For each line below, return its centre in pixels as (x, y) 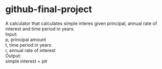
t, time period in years (28, 45)
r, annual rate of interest (30, 50)
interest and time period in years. (40, 28)
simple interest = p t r (27, 61)
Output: (13, 56)
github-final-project (49, 9)
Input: (11, 34)
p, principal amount (26, 40)
